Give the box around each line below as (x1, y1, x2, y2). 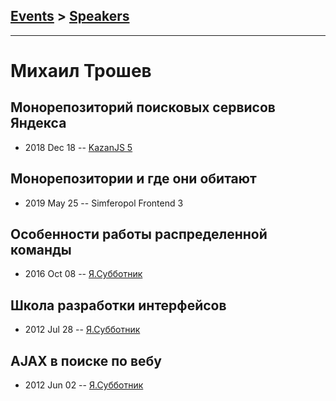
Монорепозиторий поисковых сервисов (10, 99, 276, 116)
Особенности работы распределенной (10, 226, 268, 243)
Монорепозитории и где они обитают (10, 170, 257, 188)
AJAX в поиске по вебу (10, 352, 163, 369)
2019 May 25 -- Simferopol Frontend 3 (24, 197, 184, 209)
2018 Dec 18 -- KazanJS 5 (24, 141, 133, 153)
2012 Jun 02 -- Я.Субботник (24, 379, 144, 391)
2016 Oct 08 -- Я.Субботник (24, 268, 143, 280)
